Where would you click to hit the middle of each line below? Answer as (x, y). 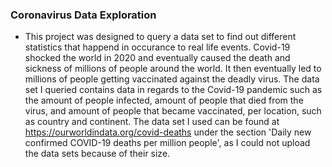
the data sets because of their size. (97, 154)
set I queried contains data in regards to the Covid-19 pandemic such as (173, 90)
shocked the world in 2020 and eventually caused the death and (157, 58)
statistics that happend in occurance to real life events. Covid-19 (157, 47)
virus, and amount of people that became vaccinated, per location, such (173, 111)
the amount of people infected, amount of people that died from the (164, 100)
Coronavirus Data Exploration (83, 15)
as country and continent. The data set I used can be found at (152, 122)
